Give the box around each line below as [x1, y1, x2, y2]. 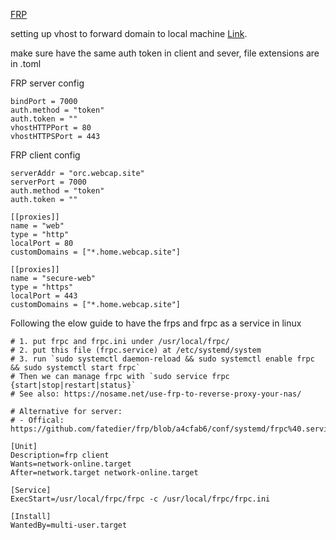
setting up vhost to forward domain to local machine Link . [10, 28, 248, 39]
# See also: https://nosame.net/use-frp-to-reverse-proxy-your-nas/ [10, 389, 302, 399]
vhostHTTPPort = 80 [10, 123, 92, 133]
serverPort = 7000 [10, 177, 87, 187]
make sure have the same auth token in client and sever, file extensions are [10, 47, 320, 59]
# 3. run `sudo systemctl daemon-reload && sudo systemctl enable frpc [10, 354, 315, 364]
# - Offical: [10, 415, 65, 425]
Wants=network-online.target [10, 459, 132, 469]
